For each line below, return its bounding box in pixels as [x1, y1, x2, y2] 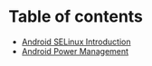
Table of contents [8, 6, 144, 27]
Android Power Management [21, 45, 128, 56]
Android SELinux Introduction [21, 36, 131, 47]
